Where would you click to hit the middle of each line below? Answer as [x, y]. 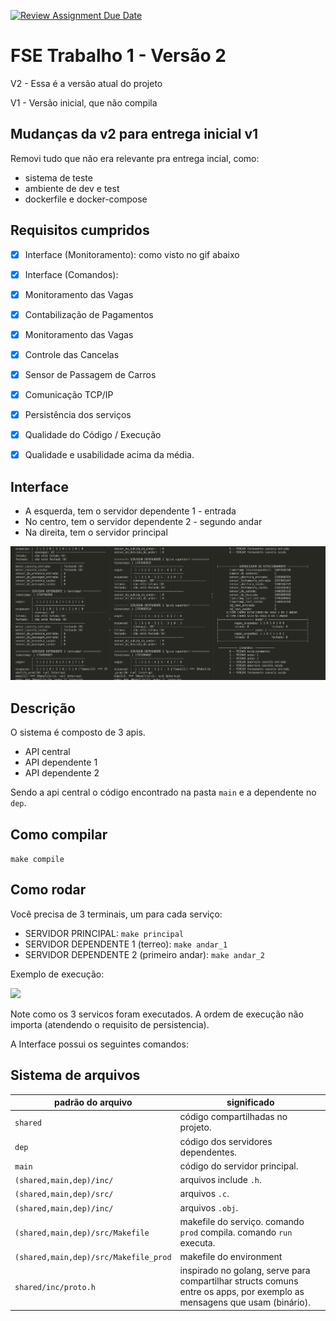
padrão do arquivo [93, 1102]
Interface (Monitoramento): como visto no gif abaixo [132, 254]
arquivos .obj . [209, 1207]
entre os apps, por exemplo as [242, 1292]
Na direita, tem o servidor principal [96, 532]
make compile [37, 859]
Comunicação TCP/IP [69, 394]
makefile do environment [231, 1257]
